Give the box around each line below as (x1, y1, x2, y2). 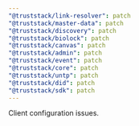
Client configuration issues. (8, 108, 99, 118)
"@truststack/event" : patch (8, 57, 103, 65)
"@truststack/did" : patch (8, 79, 95, 87)
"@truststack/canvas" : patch (8, 42, 106, 50)
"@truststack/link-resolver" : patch (8, 11, 131, 20)
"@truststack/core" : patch (8, 64, 99, 72)
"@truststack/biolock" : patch (8, 34, 110, 43)
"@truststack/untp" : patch (8, 71, 99, 79)
